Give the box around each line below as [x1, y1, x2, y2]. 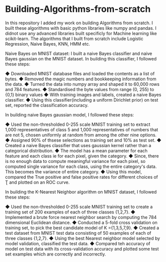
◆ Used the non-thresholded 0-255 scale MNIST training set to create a [5, 204, 153, 210]
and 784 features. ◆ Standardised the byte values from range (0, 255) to [5, 86, 155, 92]
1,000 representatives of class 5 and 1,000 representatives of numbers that [5, 126, 159, 132]
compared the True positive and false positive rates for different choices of [5, 174, 159, 180]
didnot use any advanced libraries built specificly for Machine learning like [5, 30, 157, 36]
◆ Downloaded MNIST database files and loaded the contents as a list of [5, 70, 155, 76]
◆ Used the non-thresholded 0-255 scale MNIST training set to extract [5, 121, 151, 127]
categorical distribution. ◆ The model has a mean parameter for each [5, 148, 148, 154]
